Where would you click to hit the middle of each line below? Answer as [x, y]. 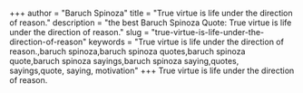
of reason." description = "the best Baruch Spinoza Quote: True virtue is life [151, 23]
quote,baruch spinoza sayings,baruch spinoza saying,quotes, [124, 61]
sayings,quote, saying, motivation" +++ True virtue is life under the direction [152, 70]
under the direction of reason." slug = [79, 32]
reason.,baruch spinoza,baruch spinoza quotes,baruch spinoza [127, 51]
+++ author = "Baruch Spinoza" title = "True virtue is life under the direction [151, 13]
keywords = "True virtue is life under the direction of [186, 42]
